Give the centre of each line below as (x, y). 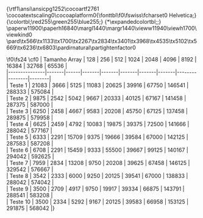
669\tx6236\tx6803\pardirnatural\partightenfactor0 (71, 47)
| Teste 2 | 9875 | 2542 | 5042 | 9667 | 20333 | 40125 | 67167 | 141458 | (96, 98)
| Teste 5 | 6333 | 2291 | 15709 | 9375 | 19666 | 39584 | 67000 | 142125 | (97, 137)
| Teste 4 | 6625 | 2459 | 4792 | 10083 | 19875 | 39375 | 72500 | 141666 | (98, 124)
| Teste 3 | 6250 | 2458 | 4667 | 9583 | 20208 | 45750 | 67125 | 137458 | (97, 111)
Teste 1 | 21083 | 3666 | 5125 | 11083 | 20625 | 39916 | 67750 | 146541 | (99, 85)
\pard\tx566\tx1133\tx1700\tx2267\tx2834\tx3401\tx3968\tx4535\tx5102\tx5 (101, 41)
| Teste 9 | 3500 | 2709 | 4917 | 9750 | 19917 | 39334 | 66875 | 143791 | (95, 189)
